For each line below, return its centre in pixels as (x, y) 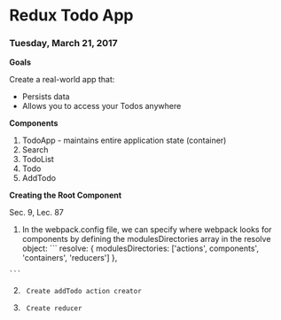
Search (35, 150)
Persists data (46, 97)
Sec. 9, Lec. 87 (37, 213)
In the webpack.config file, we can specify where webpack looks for (147, 230)
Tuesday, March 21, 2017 (63, 43)
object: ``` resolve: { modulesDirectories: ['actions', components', (140, 248)
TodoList (38, 160)
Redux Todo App (72, 16)
